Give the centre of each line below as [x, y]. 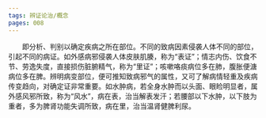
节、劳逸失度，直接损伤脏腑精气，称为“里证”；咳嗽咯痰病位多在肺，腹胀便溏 [133, 66]
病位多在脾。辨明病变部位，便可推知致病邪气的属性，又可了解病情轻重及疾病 [133, 76]
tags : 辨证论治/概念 [38, 15]
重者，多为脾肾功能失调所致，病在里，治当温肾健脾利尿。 [102, 106]
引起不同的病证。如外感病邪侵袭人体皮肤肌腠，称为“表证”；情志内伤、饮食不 [133, 56]
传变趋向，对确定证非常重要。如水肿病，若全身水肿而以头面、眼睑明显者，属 [133, 86]
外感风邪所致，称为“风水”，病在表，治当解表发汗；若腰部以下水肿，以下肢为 [133, 96]
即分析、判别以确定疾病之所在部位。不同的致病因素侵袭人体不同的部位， [140, 46]
